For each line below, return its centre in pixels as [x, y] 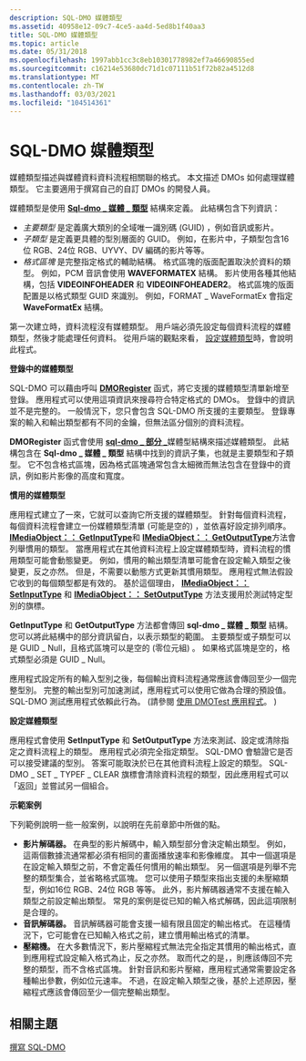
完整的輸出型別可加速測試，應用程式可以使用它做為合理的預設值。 [167, 690]
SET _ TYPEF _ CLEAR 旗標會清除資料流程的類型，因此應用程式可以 [163, 775]
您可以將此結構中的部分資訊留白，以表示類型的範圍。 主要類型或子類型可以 [150, 637]
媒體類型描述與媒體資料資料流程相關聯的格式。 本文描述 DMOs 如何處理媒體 [152, 178]
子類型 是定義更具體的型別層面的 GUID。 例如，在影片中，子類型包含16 [156, 239]
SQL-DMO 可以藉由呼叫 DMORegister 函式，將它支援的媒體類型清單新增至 [149, 388]
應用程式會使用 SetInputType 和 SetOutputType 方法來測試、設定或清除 [145, 740]
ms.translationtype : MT [55, 77]
